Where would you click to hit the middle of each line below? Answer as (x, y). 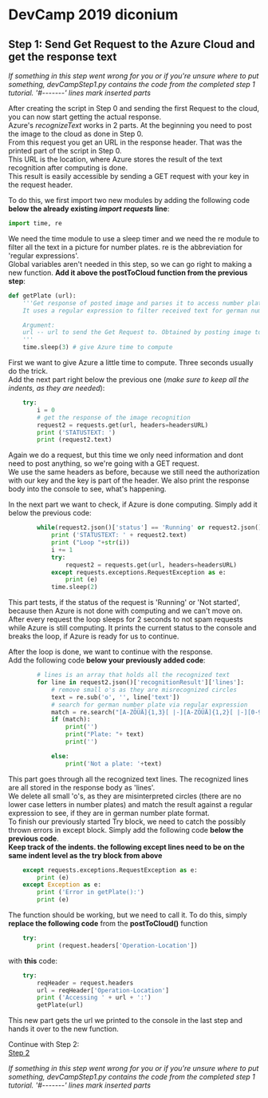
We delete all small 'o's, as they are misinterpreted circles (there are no (125, 796)
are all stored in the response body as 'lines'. (82, 787)
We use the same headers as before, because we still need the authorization (134, 472)
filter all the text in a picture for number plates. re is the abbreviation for (126, 247)
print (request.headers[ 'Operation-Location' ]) (117, 945)
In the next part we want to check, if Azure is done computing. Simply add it (133, 504)
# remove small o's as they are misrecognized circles (144, 690)
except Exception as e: (62, 885)
